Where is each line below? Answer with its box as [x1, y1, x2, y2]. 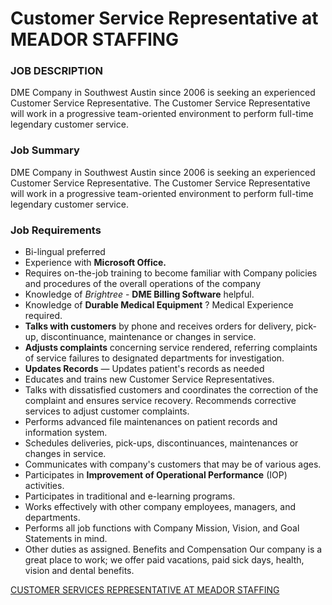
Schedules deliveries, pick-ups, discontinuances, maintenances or [24, 437, 299, 449]
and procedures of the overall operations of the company [24, 278, 262, 290]
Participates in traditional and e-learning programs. [24, 490, 236, 502]
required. [24, 310, 63, 322]
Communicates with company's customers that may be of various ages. [24, 458, 322, 471]
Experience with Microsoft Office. [24, 257, 167, 269]
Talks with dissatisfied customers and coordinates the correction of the [24, 384, 319, 396]
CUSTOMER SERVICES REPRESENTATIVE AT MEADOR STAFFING [10, 584, 280, 596]
